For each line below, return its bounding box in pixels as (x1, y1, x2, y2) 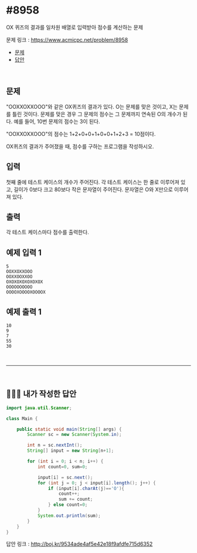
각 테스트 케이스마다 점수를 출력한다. (6, 229, 89, 236)
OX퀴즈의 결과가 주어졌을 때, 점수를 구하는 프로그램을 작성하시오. (6, 142, 154, 150)
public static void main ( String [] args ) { (16, 426, 122, 432)
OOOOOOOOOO (6, 284, 33, 290)
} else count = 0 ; (47, 502, 88, 508)
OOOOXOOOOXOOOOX (6, 289, 46, 295)
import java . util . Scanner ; (6, 405, 72, 411)
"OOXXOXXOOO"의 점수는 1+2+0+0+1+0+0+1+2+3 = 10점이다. (6, 130, 156, 137)
